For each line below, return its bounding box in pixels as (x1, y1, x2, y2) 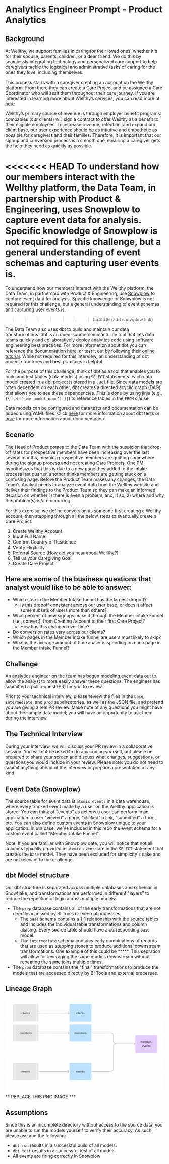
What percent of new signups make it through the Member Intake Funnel (12, 612, 163, 618)
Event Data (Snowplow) (5, 785, 81, 793)
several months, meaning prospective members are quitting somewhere (5, 454, 155, 460)
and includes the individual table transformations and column (20, 921, 147, 927)
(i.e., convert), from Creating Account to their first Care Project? (12, 618, 145, 624)
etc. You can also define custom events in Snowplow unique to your (5, 820, 146, 826)
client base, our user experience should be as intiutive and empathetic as (5, 127, 157, 133)
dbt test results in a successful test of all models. (12, 1148, 117, 1154)
